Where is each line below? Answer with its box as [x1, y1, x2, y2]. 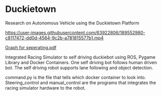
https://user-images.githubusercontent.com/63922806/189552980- [5, 29, 145, 35]
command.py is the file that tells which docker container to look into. [5, 74, 146, 80]
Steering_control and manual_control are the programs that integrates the [5, 80, 156, 86]
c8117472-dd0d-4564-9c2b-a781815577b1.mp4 [5, 35, 104, 41]
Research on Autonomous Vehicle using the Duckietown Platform [5, 20, 139, 26]
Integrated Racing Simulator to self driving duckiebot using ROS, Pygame [5, 54, 156, 60]
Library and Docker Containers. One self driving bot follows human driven [5, 59, 157, 65]
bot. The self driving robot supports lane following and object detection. [5, 65, 153, 71]
